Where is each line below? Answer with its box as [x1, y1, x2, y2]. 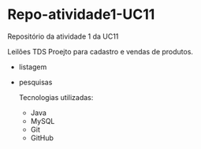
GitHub [30, 132, 54, 143]
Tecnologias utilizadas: [18, 92, 94, 102]
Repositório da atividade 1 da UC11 [7, 32, 119, 41]
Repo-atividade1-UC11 [7, 6, 155, 24]
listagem [18, 61, 47, 72]
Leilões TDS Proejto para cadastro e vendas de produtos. [7, 47, 194, 56]
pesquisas [18, 77, 53, 87]
